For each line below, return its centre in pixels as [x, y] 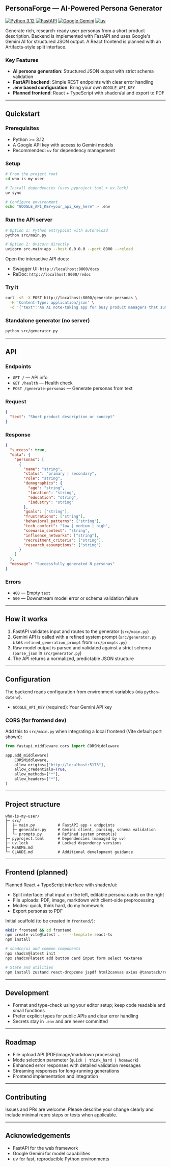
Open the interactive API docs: [37, 259]
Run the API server [29, 220]
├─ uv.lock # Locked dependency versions [64, 843]
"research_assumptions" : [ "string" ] [62, 545]
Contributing [26, 1097]
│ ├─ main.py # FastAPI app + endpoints [60, 825]
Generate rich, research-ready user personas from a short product [75, 31]
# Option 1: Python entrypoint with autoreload [57, 230]
